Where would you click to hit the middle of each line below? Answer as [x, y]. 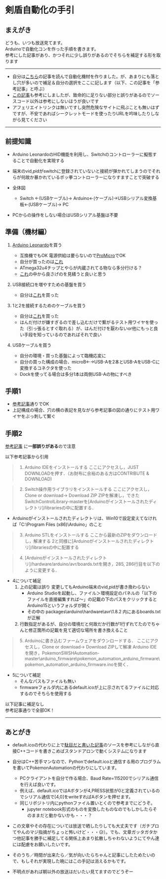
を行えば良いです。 [39, 785]
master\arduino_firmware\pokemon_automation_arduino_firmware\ [92, 659]
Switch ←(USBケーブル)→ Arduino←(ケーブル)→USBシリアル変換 [86, 198]
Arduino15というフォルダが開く [59, 605]
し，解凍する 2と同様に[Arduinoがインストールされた [79, 541]
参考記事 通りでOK [31, 404]
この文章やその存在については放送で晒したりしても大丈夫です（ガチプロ [85, 826]
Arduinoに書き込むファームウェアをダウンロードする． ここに [87, 641]
